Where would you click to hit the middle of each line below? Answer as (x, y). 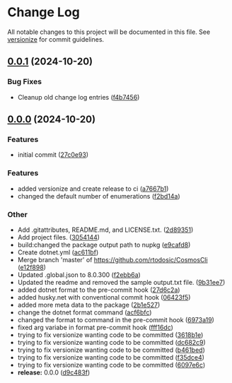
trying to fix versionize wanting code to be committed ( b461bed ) (111, 350)
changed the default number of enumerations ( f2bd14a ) (99, 196)
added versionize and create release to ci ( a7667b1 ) (93, 189)
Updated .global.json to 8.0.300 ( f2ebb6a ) (79, 275)
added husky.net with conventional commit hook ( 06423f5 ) (104, 297)
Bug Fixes (25, 82)
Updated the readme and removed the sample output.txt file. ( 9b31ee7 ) (121, 282)
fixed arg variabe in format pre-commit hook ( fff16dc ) (95, 327)
